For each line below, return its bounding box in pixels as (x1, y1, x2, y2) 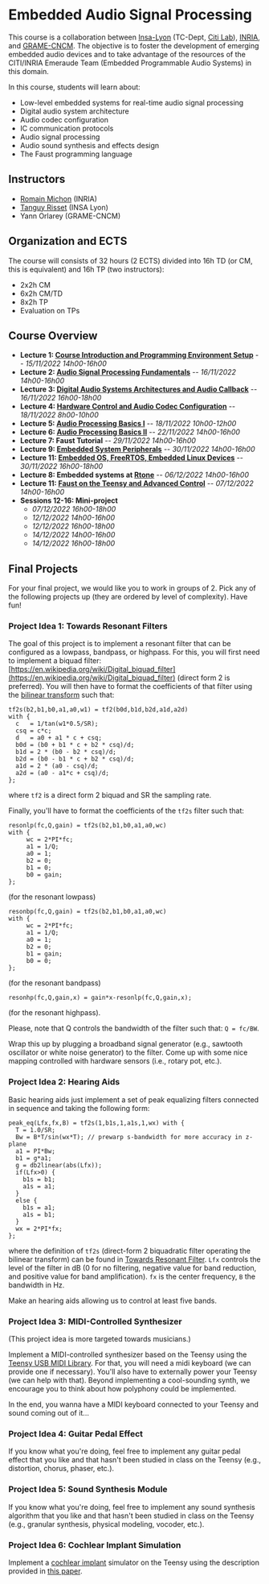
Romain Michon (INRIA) (19, 193, 98, 203)
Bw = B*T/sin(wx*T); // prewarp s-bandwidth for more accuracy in (15, 1133, 243, 1141)
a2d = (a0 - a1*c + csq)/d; (15, 769, 110, 777)
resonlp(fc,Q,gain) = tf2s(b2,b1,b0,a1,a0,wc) (8, 822, 167, 830)
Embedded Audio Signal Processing (8, 6, 253, 24)
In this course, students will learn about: (8, 82, 141, 92)
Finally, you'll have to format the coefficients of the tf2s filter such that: (8, 806, 245, 815)
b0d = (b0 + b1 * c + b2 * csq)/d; (15, 741, 135, 749)
